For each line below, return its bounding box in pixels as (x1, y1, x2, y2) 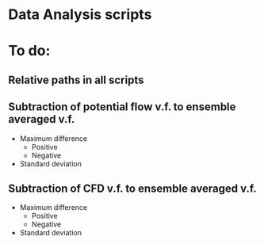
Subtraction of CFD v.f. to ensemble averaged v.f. (8, 181, 258, 195)
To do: (8, 42, 51, 60)
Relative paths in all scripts (8, 73, 144, 86)
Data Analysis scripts (8, 6, 152, 24)
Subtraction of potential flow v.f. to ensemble (8, 101, 236, 114)
